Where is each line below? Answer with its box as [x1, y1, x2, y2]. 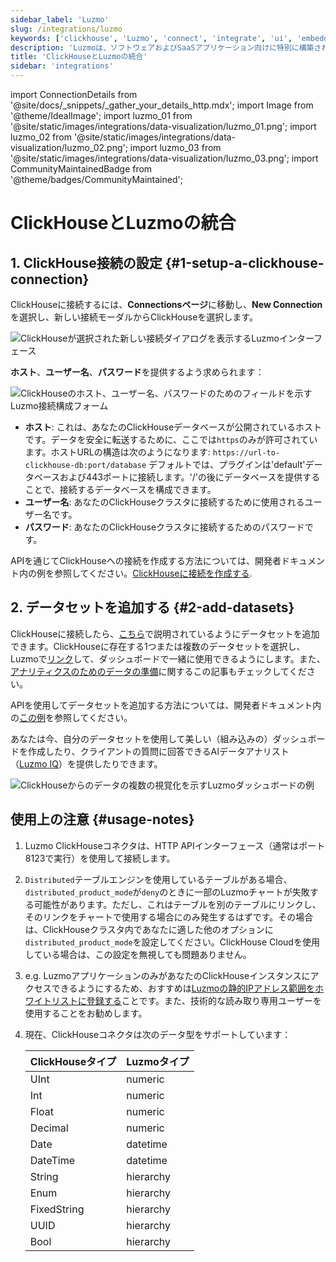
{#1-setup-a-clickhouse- [164, 254, 325, 271]
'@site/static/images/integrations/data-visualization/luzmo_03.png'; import [10, 152, 319, 164]
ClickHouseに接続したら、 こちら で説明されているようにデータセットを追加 [10, 627, 320, 640]
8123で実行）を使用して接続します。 [24, 852, 176, 864]
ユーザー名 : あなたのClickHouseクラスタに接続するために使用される [24, 496, 305, 508]
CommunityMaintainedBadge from [10, 163, 153, 175]
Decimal [29, 1121, 69, 1135]
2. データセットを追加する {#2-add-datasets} [10, 599, 295, 616]
